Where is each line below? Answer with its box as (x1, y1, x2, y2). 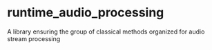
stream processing (7, 34, 61, 42)
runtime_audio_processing (7, 5, 164, 21)
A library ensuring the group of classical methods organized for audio (7, 27, 205, 36)
